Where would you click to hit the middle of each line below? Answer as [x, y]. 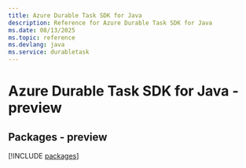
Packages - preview [58, 137]
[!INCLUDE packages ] [44, 156]
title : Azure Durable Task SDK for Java [75, 15]
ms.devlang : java [37, 45]
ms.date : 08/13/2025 [42, 30]
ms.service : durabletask [49, 52]
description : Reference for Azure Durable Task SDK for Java [110, 23]
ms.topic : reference [42, 37]
